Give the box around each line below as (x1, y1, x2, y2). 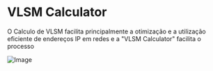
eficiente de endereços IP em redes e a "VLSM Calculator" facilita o (7, 34, 202, 42)
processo (7, 42, 35, 50)
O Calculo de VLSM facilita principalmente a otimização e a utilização (7, 27, 207, 35)
